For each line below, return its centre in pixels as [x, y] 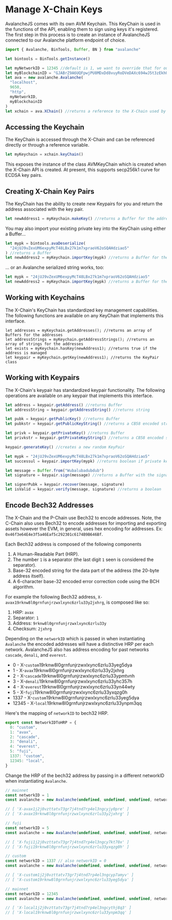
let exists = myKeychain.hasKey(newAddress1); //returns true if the [81, 348]
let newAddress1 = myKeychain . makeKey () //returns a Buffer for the [80, 219]
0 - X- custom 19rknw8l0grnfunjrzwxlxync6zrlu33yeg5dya [72, 665]
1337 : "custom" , [27, 756]
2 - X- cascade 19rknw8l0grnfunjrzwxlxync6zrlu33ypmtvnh [74, 676]
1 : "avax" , [21, 732]
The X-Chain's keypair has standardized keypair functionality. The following [85, 390]
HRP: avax [23, 612]
